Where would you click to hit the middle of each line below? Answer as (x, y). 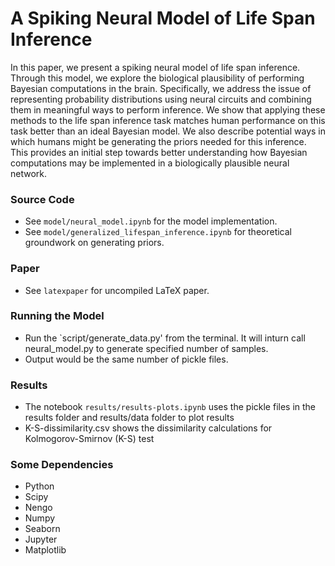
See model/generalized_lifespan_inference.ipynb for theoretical (158, 232)
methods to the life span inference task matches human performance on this (168, 120)
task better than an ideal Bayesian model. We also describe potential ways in (168, 131)
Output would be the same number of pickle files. (126, 359)
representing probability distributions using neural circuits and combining (161, 99)
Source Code (42, 199)
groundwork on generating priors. (94, 243)
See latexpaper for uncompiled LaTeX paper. (117, 290)
